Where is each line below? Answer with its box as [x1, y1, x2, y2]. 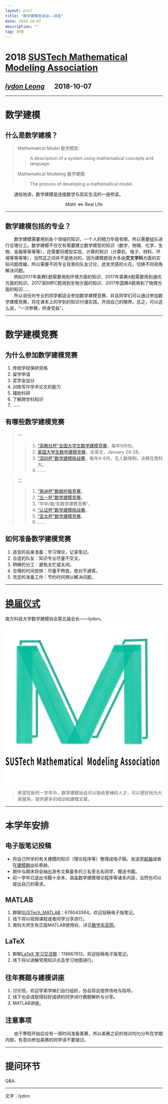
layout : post [5, 8, 32, 13]
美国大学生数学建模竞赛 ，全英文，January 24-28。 [37, 449, 143, 455]
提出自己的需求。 [12, 881, 48, 887]
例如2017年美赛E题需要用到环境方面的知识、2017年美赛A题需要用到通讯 [14, 273, 162, 279]
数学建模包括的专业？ [5, 222, 71, 230]
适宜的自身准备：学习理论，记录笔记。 [12, 549, 91, 555]
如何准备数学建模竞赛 [5, 535, 71, 543]
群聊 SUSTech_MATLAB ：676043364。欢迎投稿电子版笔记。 [12, 909, 137, 915]
